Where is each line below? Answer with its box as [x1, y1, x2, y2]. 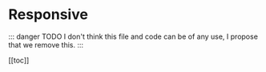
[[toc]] [8, 55, 30, 65]
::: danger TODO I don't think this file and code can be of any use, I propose [8, 32, 259, 41]
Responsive [8, 6, 88, 24]
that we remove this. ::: [8, 40, 84, 49]
